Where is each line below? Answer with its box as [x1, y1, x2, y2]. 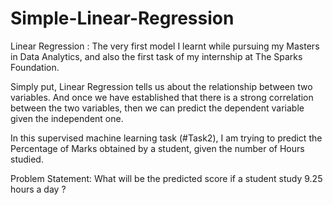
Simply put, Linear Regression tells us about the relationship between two [10, 80, 313, 92]
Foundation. [10, 61, 60, 73]
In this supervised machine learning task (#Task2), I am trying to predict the [10, 132, 323, 144]
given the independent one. [10, 112, 124, 124]
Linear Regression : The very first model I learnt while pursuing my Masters [10, 40, 320, 52]
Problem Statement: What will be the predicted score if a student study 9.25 [10, 172, 323, 184]
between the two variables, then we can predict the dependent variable [10, 102, 305, 114]
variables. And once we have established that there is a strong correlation [10, 91, 314, 103]
